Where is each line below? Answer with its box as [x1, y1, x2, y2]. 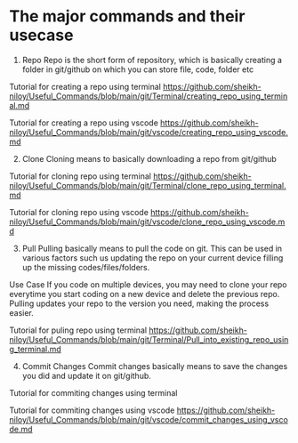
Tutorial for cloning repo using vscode [9, 206, 149, 217]
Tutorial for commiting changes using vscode [9, 405, 175, 415]
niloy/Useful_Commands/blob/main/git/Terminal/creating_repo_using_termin [9, 91, 288, 101]
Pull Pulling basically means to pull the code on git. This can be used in [21, 243, 283, 254]
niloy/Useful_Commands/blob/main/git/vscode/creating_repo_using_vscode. [9, 126, 289, 137]
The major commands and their [9, 6, 246, 27]
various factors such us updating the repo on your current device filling [21, 252, 284, 263]
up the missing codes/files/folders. [21, 262, 150, 272]
